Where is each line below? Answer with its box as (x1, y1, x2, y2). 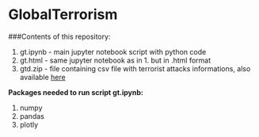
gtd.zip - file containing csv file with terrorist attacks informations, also (19, 63, 251, 73)
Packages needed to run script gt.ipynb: (8, 87, 144, 97)
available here (19, 72, 66, 82)
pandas (19, 111, 45, 120)
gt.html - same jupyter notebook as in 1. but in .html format (19, 55, 211, 65)
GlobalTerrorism (8, 6, 118, 24)
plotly (19, 120, 39, 129)
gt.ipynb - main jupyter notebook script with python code (19, 47, 207, 56)
